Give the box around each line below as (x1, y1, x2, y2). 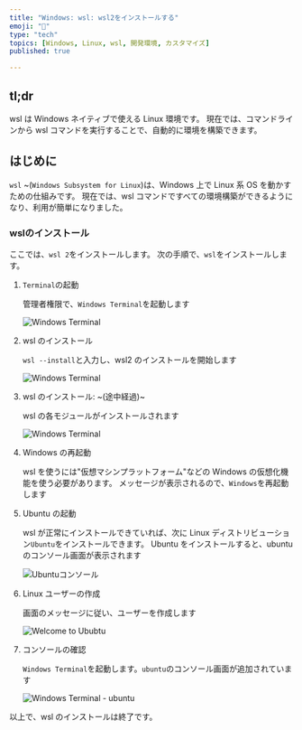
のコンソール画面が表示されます (22, 550, 142, 561)
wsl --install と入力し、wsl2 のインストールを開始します (22, 354, 237, 366)
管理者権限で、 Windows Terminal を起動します (22, 299, 190, 310)
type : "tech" (9, 30, 59, 39)
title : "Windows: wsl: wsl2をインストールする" (9, 13, 179, 23)
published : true (9, 47, 70, 56)
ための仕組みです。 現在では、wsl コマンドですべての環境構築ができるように (9, 191, 293, 201)
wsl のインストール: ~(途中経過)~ (22, 391, 146, 402)
